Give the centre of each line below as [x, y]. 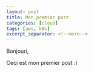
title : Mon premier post [38, 17]
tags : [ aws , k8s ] [28, 28]
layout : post [23, 12]
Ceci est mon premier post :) [42, 63]
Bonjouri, [18, 51]
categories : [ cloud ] [32, 23]
